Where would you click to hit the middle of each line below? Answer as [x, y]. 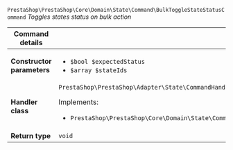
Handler [24, 102]
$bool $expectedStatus [108, 61]
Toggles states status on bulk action [79, 17]
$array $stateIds [99, 70]
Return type [31, 136]
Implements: [79, 102]
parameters [30, 70]
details [31, 43]
